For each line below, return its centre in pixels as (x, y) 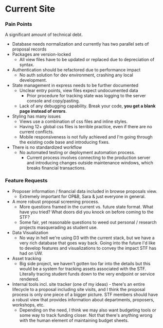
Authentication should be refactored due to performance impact (76, 70)
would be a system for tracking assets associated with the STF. (83, 269)
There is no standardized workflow (47, 147)
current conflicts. (36, 132)
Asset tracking (27, 258)
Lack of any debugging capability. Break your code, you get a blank (87, 106)
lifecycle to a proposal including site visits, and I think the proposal (79, 289)
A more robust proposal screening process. (56, 201)
